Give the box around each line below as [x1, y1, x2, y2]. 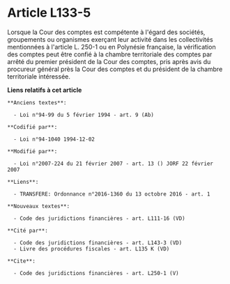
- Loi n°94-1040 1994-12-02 [13, 136, 95, 143]
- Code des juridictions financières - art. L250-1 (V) [13, 269, 179, 276]
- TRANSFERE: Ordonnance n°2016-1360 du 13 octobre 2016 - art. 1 [13, 190, 210, 198]
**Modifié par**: [7, 148, 58, 155]
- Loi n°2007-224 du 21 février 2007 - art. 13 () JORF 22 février [13, 160, 214, 167]
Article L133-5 [7, 5, 91, 21]
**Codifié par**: [7, 123, 58, 130]
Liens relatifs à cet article [7, 86, 82, 94]
